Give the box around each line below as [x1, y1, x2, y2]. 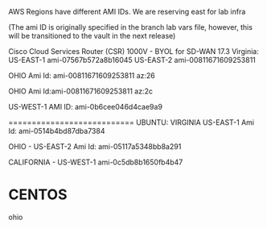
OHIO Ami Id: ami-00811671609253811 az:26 [8, 71, 155, 80]
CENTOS [8, 185, 68, 204]
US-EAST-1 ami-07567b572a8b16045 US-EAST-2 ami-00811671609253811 [8, 56, 256, 64]
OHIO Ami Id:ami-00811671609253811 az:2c [8, 86, 153, 96]
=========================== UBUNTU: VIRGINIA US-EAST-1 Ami [8, 118, 255, 127]
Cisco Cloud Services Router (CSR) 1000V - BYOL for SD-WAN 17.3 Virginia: [8, 47, 260, 56]
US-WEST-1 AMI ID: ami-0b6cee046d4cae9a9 [8, 102, 163, 111]
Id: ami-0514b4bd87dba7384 [8, 126, 105, 135]
